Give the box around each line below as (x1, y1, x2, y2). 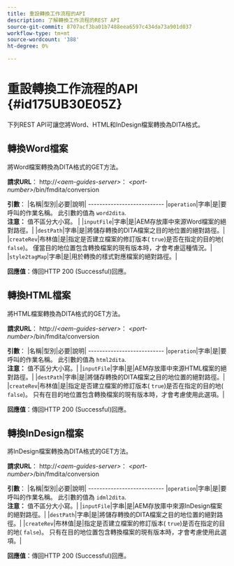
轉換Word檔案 (7, 143, 68, 154)
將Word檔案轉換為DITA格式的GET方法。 (7, 162, 122, 171)
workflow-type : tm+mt (7, 29, 71, 37)
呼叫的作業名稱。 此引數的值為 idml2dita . (7, 493, 127, 502)
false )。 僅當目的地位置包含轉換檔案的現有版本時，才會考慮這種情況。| (7, 243, 213, 252)
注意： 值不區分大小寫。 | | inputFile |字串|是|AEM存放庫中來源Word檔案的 (7, 217, 221, 226)
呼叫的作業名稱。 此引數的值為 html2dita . (7, 355, 127, 363)
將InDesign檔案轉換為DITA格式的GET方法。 (7, 447, 133, 456)
